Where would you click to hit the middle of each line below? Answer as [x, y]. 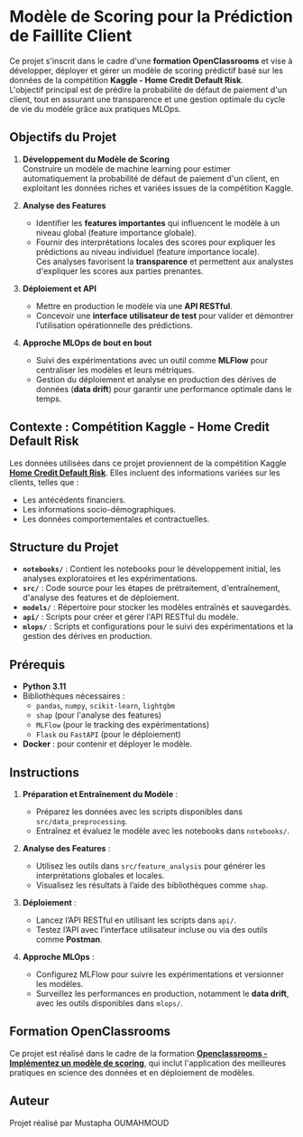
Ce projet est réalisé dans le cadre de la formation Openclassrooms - [138, 1053]
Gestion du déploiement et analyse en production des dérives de [156, 379]
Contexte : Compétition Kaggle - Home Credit [140, 427]
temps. [49, 399]
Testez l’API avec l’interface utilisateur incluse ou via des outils [151, 930]
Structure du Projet [64, 547]
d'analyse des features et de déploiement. [101, 597]
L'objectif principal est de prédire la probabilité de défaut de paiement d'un [148, 89]
